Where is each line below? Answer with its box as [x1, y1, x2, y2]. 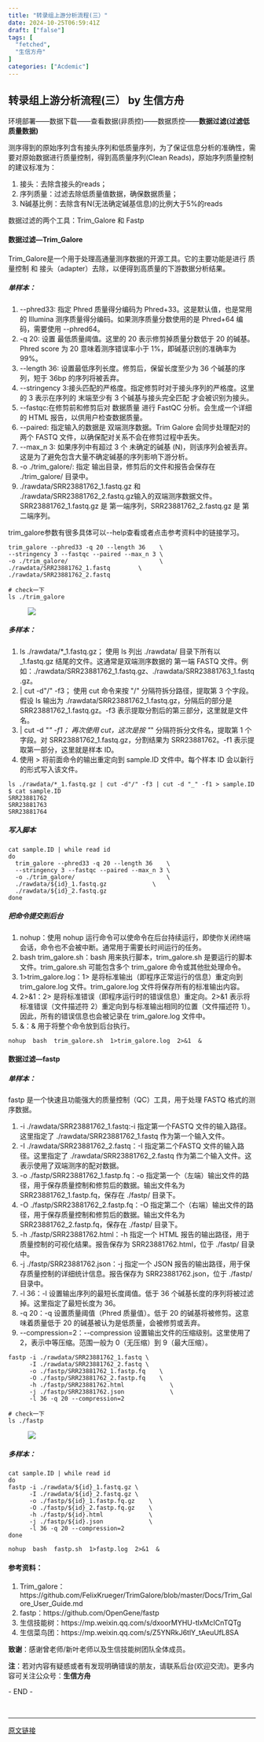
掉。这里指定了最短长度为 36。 [19, 1298, 120, 1308]
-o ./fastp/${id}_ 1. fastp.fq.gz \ [28, 1497, 153, 1505]
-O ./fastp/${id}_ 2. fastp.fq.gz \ [28, 1504, 153, 1512]
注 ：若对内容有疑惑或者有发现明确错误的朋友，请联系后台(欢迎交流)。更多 [8, 1661, 247, 1671]
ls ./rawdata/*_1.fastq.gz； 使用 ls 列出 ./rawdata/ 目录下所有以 [19, 646, 222, 656]
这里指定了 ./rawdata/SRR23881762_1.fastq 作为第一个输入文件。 [19, 1132, 229, 1141]
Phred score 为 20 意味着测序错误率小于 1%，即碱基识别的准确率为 [19, 344, 237, 353]
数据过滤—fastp [8, 1055, 60, 1064]
